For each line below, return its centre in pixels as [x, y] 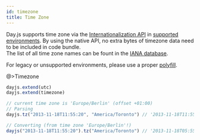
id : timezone [22, 12]
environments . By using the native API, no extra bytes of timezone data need [100, 41]
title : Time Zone [28, 17]
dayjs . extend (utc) [29, 87]
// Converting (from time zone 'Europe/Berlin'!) [69, 125]
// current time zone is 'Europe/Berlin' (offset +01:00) [79, 104]
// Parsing [20, 109]
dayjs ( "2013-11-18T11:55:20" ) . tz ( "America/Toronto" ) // [77, 131]
